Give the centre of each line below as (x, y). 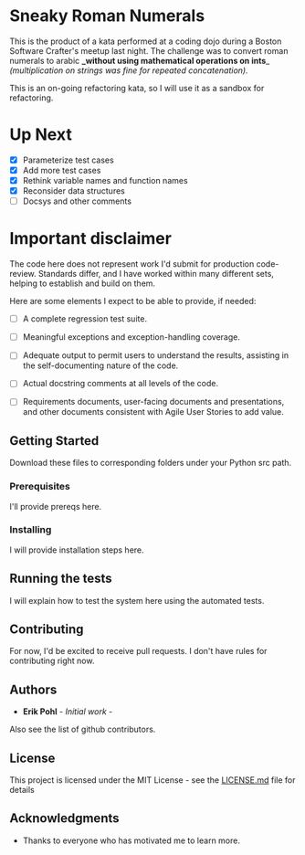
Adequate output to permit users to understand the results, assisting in (156, 355)
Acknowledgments (65, 818)
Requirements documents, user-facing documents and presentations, (153, 402)
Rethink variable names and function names (105, 180)
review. (23, 274)
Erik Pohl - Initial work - (68, 712)
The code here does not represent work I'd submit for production (132, 264)
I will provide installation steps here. (77, 550)
